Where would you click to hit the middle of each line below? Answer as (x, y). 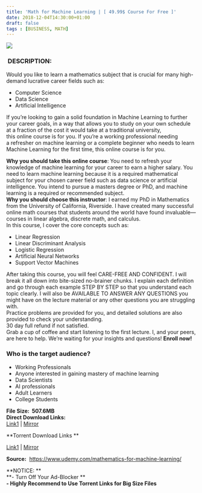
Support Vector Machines (47, 262)
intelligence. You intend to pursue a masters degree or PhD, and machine (97, 186)
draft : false (23, 23)
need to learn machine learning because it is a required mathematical (92, 173)
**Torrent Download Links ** (43, 435)
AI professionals (35, 386)
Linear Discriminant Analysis (50, 243)
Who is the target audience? (49, 354)
